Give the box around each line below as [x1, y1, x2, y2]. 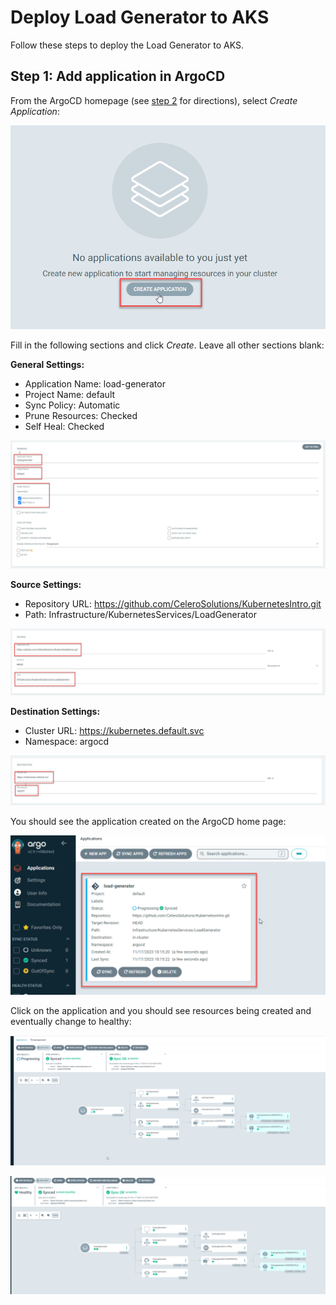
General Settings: [10, 358, 85, 370]
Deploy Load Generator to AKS [10, 6, 270, 29]
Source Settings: [10, 578, 82, 590]
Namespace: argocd [24, 735, 110, 747]
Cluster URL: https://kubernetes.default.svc [24, 724, 205, 736]
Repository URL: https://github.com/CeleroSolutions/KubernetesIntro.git [24, 597, 322, 610]
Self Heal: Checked [24, 420, 105, 432]
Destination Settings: [10, 705, 101, 717]
